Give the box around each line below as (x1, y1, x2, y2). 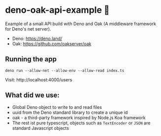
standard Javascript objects (12, 125, 69, 131)
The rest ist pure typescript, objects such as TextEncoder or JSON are (12, 120, 151, 126)
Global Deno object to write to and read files (12, 104, 102, 110)
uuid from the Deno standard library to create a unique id (12, 109, 128, 115)
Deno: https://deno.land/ (12, 35, 63, 41)
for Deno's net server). (5, 26, 51, 32)
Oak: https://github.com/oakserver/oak (12, 40, 92, 46)
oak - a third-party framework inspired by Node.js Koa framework (12, 114, 146, 120)
